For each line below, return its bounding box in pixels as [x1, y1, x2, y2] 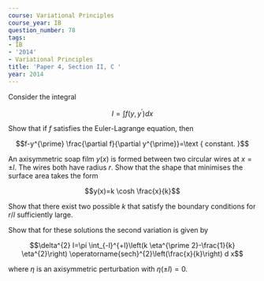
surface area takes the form [8, 171, 99, 181]
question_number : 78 [8, 26, 76, 34]
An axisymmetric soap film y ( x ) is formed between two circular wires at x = [8, 155, 252, 164]
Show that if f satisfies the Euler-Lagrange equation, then [8, 124, 194, 133]
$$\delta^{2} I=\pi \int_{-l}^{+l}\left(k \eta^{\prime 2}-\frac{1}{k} [29, 241, 236, 250]
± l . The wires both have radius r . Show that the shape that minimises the [8, 163, 244, 172]
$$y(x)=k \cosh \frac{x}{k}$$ [84, 186, 181, 196]
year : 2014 [8, 70, 44, 78]
